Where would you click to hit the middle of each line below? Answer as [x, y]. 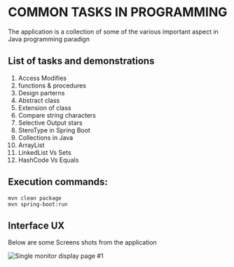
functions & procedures [52, 85]
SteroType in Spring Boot [54, 130]
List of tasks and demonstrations [81, 61]
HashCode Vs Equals [48, 160]
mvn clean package [35, 198]
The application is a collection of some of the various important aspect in [113, 32]
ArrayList [31, 145]
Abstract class [39, 100]
